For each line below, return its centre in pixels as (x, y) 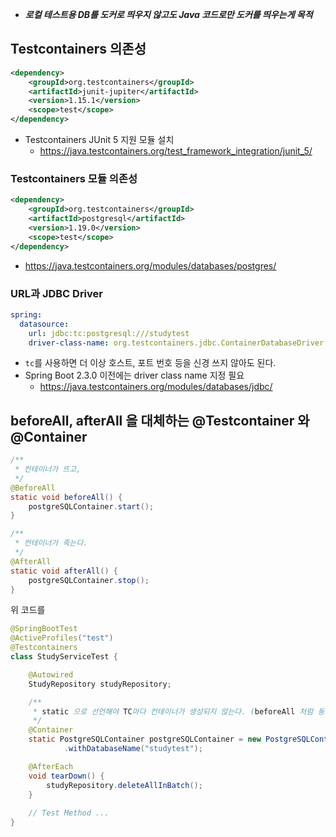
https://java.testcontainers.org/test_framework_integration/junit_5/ (176, 151)
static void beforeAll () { (66, 497)
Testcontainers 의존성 (78, 49)
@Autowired (51, 674)
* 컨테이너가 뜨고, (48, 469)
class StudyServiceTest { (64, 657)
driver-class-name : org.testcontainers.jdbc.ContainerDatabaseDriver (176, 343)
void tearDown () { (66, 776)
